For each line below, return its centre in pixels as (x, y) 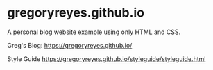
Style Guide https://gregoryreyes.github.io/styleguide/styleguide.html (106, 59)
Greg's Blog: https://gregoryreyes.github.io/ (70, 45)
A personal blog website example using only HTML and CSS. (94, 32)
